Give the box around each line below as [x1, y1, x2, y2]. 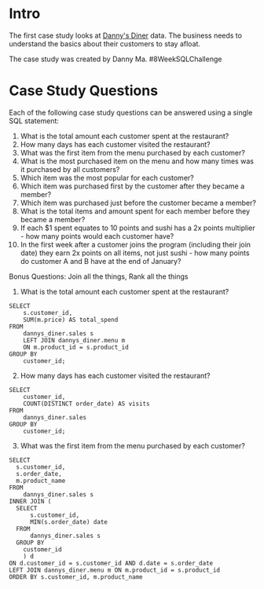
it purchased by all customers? [20, 164, 120, 174]
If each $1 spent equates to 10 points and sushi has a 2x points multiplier [20, 223, 256, 232]
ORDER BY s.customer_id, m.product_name [9, 573, 144, 581]
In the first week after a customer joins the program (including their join [20, 240, 251, 249]
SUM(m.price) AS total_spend [23, 316, 119, 324]
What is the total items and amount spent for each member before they [20, 206, 251, 216]
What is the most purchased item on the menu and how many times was [20, 156, 255, 166]
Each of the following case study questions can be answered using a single [9, 108, 253, 117]
